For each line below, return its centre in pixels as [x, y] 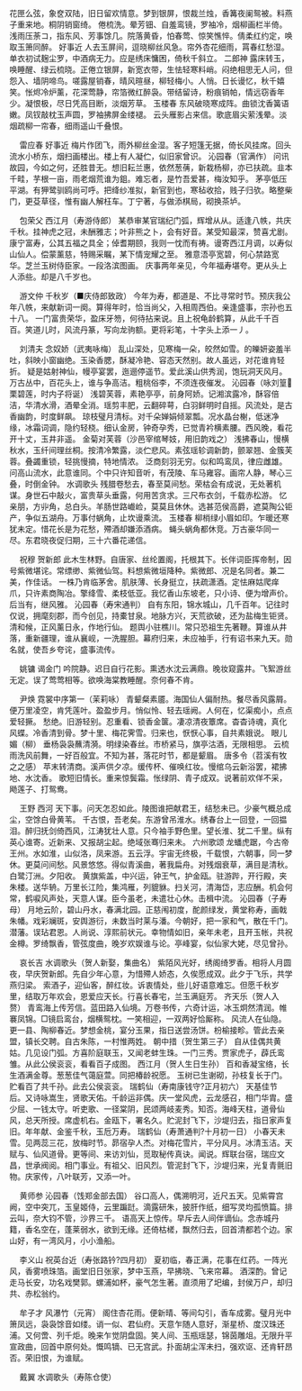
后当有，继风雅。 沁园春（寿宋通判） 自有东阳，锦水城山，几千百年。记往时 [149, 605]
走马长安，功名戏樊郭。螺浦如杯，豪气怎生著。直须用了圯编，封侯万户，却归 [151, 1282]
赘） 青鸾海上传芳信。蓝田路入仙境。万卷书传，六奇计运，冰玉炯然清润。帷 [148, 1008]
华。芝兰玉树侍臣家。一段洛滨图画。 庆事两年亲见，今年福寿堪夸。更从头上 [148, 265]
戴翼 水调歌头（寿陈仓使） [68, 1377]
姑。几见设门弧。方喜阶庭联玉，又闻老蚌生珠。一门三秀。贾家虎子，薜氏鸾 [147, 1053]
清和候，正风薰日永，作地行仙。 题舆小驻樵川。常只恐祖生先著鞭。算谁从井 [148, 627]
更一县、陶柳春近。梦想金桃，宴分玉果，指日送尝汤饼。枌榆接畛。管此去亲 [147, 1030]
